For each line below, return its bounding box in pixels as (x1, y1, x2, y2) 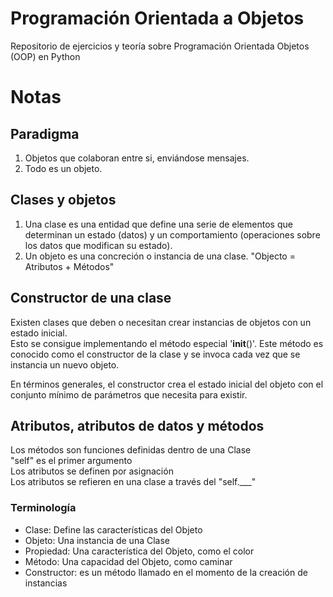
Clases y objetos (10, 192, 117, 209)
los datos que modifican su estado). (24, 239, 173, 251)
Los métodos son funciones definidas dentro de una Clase (10, 444, 252, 456)
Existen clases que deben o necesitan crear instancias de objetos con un (10, 316, 312, 328)
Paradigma (10, 125, 80, 142)
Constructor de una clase (10, 290, 172, 307)
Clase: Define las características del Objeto (24, 523, 203, 536)
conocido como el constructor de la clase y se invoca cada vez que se (10, 348, 301, 360)
